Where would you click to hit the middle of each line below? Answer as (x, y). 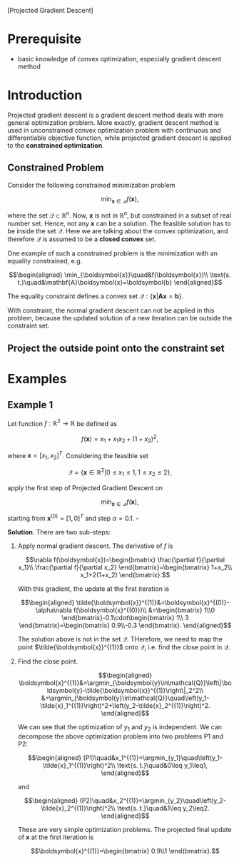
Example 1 (30, 405)
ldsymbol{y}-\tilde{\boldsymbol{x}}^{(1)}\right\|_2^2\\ (125, 690)
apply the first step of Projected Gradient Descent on (85, 487)
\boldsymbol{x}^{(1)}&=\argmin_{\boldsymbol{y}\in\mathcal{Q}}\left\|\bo (125, 683)
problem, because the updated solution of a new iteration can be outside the (120, 318)
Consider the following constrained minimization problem (91, 185)
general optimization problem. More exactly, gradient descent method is (113, 122)
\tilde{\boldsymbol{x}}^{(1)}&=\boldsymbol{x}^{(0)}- (153, 603)
